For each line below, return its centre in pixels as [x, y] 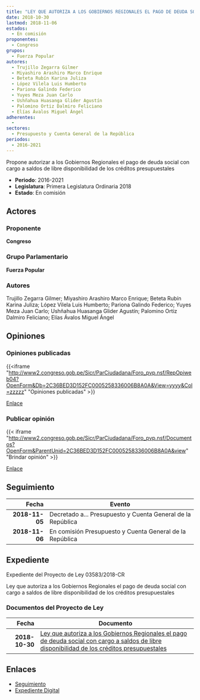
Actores [21, 212]
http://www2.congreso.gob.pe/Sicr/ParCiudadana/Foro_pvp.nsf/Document [100, 438]
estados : [17, 28]
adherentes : [21, 117]
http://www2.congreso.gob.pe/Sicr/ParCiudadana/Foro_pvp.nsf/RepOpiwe [100, 372]
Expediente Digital [37, 690]
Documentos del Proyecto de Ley [55, 608]
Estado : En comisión [40, 192]
